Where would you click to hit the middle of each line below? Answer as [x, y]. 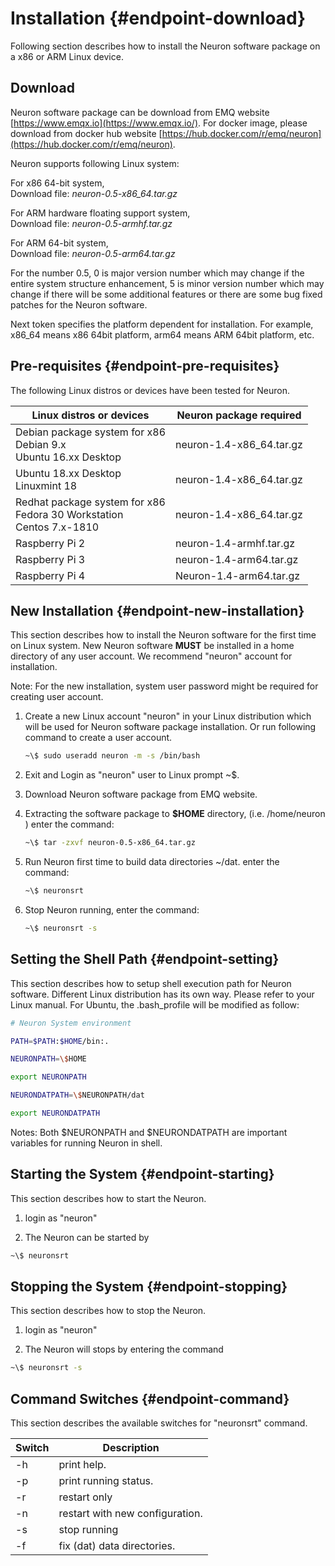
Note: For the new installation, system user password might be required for [164, 686]
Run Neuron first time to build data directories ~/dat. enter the [152, 862]
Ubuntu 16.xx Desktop [68, 457]
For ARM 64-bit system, [59, 243]
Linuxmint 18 [46, 485]
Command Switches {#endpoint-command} [150, 1398]
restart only [85, 1497]
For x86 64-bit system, [57, 183]
